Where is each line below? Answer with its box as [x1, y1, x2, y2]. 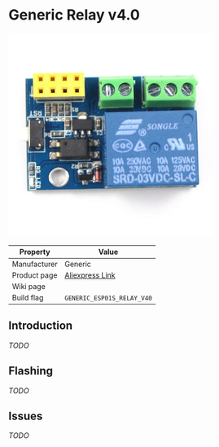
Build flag [11, 293, 44, 303]
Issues [8, 409, 43, 423]
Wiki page [11, 282, 46, 291]
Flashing [8, 364, 54, 378]
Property [19, 247, 50, 257]
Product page [11, 270, 58, 280]
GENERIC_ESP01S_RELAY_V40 [64, 295, 153, 303]
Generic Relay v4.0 [8, 6, 140, 24]
